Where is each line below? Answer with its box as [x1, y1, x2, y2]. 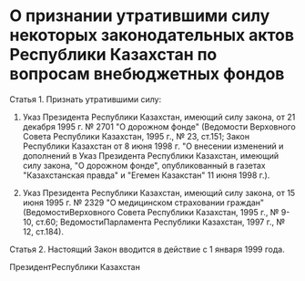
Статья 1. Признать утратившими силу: [9, 93, 162, 105]
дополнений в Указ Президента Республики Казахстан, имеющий [22, 150, 280, 161]
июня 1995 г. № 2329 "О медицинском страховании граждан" [22, 197, 265, 208]
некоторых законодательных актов [9, 25, 294, 46]
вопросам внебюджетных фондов [9, 64, 285, 85]
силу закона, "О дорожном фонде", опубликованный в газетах [22, 160, 266, 171]
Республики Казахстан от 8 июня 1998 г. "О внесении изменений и [22, 140, 284, 151]
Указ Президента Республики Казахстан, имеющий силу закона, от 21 [22, 111, 296, 122]
